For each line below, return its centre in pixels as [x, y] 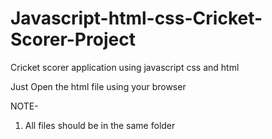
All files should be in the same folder [100, 125]
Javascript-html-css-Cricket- [136, 18]
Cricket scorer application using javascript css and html [125, 67]
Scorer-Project [73, 39]
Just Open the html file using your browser [98, 86]
